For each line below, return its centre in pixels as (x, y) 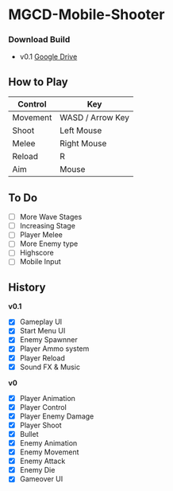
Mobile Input (40, 262)
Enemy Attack (42, 461)
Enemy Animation (48, 442)
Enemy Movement (49, 452)
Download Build (39, 40)
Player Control (43, 407)
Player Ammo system (54, 349)
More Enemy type (49, 244)
